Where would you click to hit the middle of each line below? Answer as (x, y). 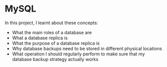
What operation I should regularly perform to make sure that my (78, 54)
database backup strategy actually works (55, 59)
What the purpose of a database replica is (56, 43)
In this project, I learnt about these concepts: (51, 23)
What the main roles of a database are (52, 32)
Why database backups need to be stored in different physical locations (87, 48)
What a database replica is (40, 38)
